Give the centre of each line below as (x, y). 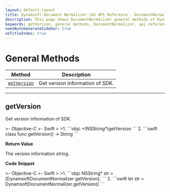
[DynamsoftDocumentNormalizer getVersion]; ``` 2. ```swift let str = (75, 178)
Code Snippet (20, 163)
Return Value (19, 144)
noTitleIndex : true (26, 33)
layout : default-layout (30, 10)
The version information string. (37, 153)
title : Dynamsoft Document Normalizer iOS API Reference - (69, 15)
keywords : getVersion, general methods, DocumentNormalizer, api (75, 24)
